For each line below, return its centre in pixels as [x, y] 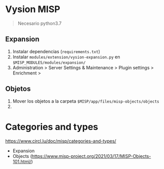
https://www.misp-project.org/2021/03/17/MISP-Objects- [91, 156]
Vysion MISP [33, 9]
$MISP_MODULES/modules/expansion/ [49, 62]
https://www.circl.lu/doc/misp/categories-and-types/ [61, 141]
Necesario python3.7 [40, 23]
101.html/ [22, 161]
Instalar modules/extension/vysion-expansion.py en [66, 57]
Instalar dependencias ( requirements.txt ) [56, 51]
